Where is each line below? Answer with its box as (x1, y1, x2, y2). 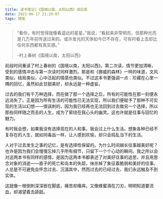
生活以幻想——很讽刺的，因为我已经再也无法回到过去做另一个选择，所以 (13, 103, 158, 109)
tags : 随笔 (5, 16, 26, 21)
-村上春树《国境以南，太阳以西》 (16, 52, 83, 58)
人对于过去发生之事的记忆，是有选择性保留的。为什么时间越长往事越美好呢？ (5, 142, 158, 148)
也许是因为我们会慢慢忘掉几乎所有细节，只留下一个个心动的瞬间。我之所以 (5, 149, 154, 154)
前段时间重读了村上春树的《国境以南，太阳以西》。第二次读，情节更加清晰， (5, 63, 156, 68)
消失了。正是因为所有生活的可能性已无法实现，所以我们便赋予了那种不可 (9, 98, 154, 103)
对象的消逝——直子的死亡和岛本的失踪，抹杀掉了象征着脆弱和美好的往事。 (9, 161, 158, 166)
